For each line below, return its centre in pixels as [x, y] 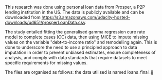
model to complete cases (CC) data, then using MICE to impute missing [77, 37]
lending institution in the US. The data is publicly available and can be [75, 12]
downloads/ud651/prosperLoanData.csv [45, 22]
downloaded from [23, 17]
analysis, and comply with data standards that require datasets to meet [76, 57]
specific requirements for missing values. [46, 63]
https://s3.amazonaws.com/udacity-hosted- [86, 17]
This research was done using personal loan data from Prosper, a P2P [75, 7]
